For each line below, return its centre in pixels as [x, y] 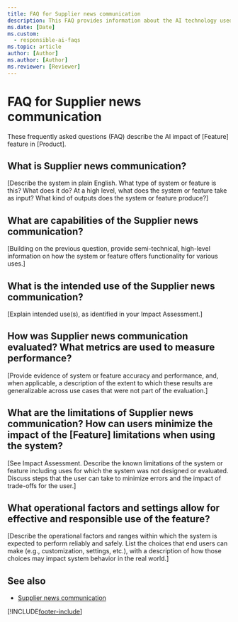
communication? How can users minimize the [110, 424]
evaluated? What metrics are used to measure [111, 347]
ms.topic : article [34, 47]
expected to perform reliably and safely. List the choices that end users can [118, 543]
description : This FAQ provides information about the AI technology [112, 21]
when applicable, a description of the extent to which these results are [110, 383]
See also [27, 581]
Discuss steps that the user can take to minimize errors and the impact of [114, 478]
